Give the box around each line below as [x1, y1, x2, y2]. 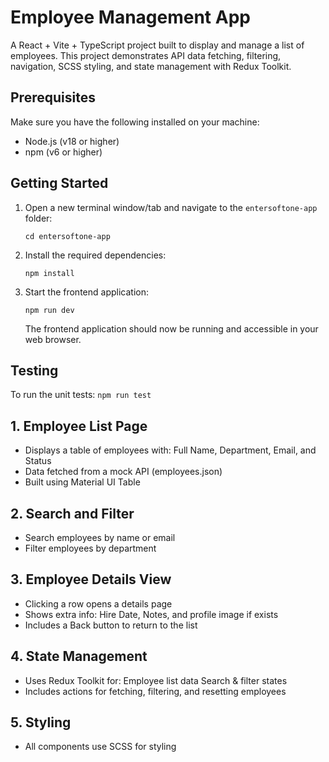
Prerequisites [10, 89, 96, 106]
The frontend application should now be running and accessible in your [24, 322, 319, 335]
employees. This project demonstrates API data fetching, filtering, [10, 49, 282, 61]
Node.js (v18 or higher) [24, 135, 120, 147]
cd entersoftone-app [24, 231, 111, 241]
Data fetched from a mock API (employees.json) [24, 466, 223, 478]
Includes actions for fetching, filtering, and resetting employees [24, 685, 287, 697]
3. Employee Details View [10, 571, 172, 588]
